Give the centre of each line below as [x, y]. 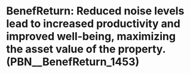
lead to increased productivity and [93, 24]
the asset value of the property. [86, 49]
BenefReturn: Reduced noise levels [95, 11]
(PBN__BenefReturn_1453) [73, 62]
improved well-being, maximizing [91, 36]
